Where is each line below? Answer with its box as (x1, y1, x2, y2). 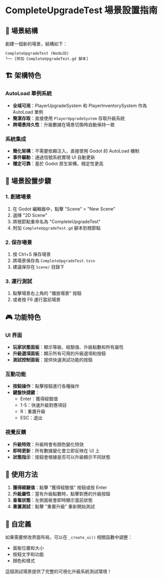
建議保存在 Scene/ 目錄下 (12, 264, 65, 270)
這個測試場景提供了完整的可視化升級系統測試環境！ (5, 568, 112, 574)
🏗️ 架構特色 (5, 71, 42, 80)
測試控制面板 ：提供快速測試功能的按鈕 (12, 356, 93, 363)
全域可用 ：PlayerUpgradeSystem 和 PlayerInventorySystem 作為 (12, 102, 147, 108)
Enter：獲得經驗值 (20, 396, 58, 402)
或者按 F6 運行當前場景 (12, 297, 61, 303)
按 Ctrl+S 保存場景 (12, 251, 51, 257)
